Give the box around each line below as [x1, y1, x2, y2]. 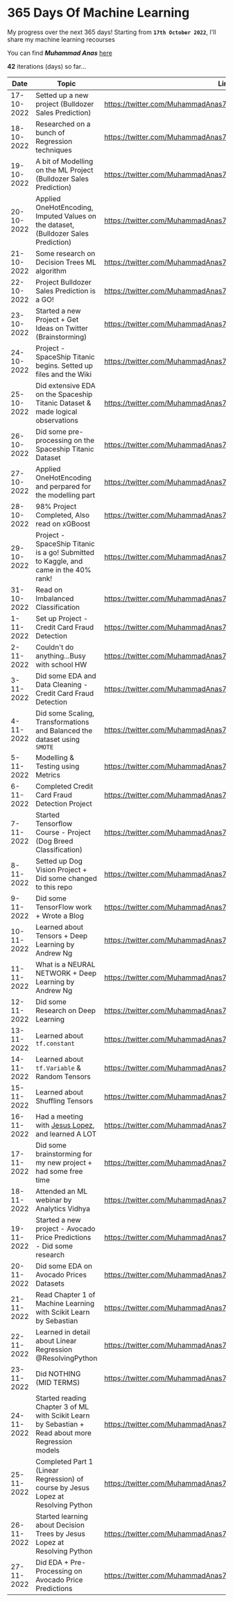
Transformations [35, 717, 89, 727]
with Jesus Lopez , [35, 1120, 95, 1130]
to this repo [35, 882, 73, 891]
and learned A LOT [35, 1128, 97, 1138]
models [35, 1445, 60, 1455]
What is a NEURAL [35, 960, 96, 969]
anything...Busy [35, 651, 87, 661]
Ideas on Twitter [35, 323, 89, 333]
